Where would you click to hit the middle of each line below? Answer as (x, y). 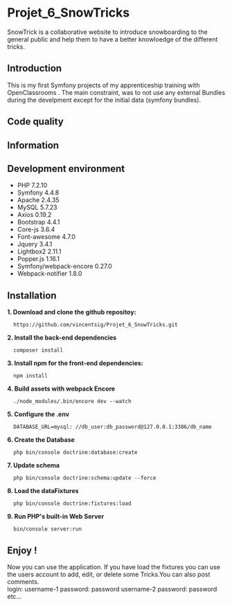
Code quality (35, 122)
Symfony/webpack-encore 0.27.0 (64, 266)
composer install (38, 350)
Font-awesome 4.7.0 (46, 237)
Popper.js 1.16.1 (38, 259)
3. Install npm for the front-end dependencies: (75, 363)
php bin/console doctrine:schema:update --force (85, 478)
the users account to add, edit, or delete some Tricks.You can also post (109, 574)
